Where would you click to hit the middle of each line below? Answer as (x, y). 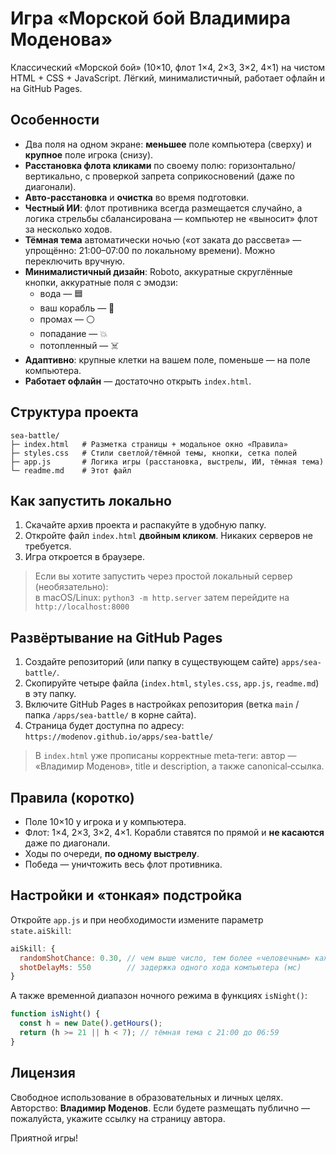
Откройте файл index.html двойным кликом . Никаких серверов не (168, 536)
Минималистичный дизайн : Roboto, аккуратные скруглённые (158, 271)
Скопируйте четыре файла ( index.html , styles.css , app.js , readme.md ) (172, 683)
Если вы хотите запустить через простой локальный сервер (163, 576)
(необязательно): (71, 587)
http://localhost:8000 (82, 607)
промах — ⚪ (67, 319)
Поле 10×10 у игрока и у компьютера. (105, 821)
